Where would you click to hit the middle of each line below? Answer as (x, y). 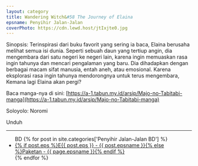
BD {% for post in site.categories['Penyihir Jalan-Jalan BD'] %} (91, 139)
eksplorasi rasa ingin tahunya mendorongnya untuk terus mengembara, (93, 76)
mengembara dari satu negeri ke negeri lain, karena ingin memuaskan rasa (97, 57)
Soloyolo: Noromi (27, 111)
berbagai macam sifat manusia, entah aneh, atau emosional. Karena (88, 70)
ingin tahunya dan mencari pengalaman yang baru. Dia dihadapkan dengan (97, 63)
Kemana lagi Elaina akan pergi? (44, 82)
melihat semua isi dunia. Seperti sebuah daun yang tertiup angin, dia (89, 51)
